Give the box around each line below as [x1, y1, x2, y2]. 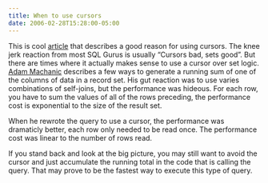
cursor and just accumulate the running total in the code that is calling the [8, 157, 251, 166]
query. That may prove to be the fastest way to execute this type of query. [8, 165, 253, 175]
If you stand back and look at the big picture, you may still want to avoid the [8, 149, 258, 158]
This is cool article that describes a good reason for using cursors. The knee [8, 41, 260, 50]
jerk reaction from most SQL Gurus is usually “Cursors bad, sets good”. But [8, 50, 256, 59]
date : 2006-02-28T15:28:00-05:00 [8, 19, 120, 27]
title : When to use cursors [8, 11, 102, 20]
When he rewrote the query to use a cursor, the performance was [8, 116, 225, 125]
